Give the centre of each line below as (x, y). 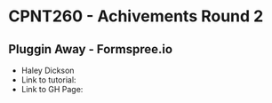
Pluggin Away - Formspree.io (91, 49)
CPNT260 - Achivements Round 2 (136, 16)
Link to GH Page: (52, 89)
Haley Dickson (48, 70)
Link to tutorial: (48, 80)
